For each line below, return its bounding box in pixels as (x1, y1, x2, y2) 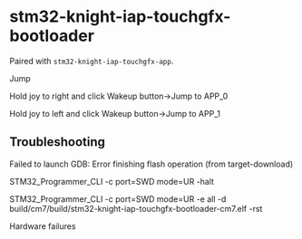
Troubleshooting (9, 134, 106, 150)
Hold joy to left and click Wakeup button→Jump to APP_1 (9, 108, 220, 119)
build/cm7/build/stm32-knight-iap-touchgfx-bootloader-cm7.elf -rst (9, 203, 263, 214)
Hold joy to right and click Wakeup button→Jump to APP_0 (9, 91, 229, 101)
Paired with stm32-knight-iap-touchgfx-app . (9, 55, 174, 66)
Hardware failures (9, 220, 76, 232)
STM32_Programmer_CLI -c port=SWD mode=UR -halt (9, 176, 215, 186)
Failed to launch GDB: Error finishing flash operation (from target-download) (9, 158, 294, 169)
